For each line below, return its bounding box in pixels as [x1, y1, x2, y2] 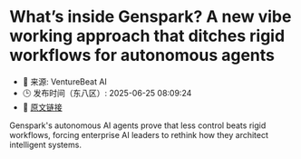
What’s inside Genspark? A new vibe [9, 6, 292, 27]
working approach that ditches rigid [9, 25, 286, 46]
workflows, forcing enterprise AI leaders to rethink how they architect [9, 129, 269, 140]
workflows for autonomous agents [9, 45, 275, 65]
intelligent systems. [9, 139, 82, 150]
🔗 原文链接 [22, 102, 63, 113]
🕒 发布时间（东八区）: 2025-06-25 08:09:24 [22, 87, 192, 98]
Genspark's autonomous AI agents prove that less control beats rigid [9, 120, 267, 131]
